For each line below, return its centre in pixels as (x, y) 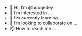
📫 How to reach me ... (33, 28)
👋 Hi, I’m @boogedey (31, 8)
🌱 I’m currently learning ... (36, 18)
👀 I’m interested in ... (31, 13)
